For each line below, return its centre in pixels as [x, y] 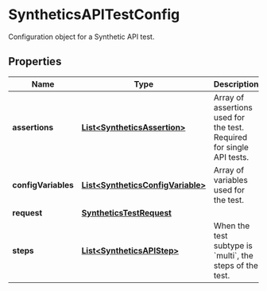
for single [231, 147]
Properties [35, 62]
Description [236, 83]
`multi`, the [234, 255]
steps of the [236, 266]
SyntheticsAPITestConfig [94, 15]
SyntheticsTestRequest [127, 212]
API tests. [231, 157]
